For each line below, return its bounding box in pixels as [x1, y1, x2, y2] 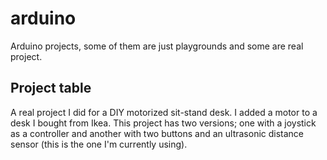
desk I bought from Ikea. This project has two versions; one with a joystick [10, 117, 317, 129]
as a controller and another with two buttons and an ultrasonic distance [10, 127, 305, 139]
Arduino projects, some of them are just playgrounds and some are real [10, 40, 304, 52]
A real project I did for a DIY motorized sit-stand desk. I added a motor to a [10, 106, 318, 118]
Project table [10, 80, 92, 97]
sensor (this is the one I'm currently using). [10, 138, 188, 150]
